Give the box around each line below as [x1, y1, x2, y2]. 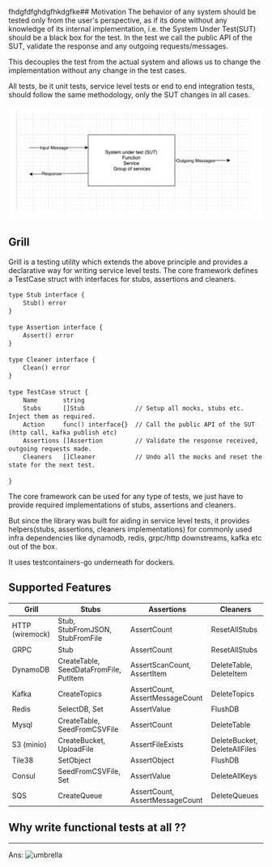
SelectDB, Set [57, 704, 104, 714]
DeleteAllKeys [210, 771, 257, 780]
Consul [11, 771, 36, 780]
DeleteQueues [210, 791, 259, 801]
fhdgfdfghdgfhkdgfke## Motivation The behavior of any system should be [8, 7, 257, 16]
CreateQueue [57, 791, 103, 801]
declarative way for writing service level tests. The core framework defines [8, 265, 258, 275]
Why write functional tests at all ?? [8, 821, 187, 835]
